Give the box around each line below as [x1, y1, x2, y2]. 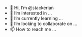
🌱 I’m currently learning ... [9, 15, 63, 21]
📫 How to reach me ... [9, 26, 56, 32]
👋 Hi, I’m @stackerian [9, 5, 54, 10]
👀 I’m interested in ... [9, 10, 52, 16]
